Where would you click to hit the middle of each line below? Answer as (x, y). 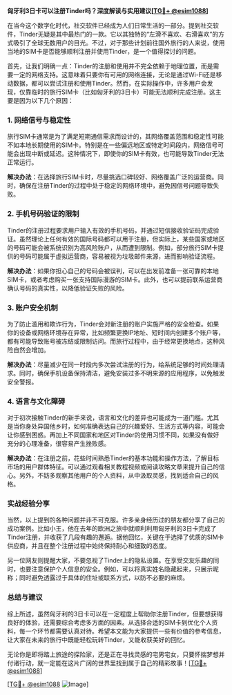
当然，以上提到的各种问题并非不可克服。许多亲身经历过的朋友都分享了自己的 (116, 520)
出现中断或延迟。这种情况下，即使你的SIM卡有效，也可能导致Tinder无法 (122, 154)
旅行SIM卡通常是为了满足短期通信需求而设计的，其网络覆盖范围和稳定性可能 (116, 137)
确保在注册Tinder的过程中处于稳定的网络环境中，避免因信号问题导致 (116, 186)
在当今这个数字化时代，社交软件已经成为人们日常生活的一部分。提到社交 (110, 26)
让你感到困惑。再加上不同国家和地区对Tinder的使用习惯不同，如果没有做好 (113, 435)
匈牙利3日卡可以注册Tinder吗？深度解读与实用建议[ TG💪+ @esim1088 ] (108, 11)
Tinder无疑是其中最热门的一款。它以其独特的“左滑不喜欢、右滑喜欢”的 (119, 34)
